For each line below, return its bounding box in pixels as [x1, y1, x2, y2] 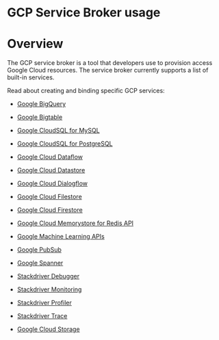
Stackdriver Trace [16, 312, 68, 320]
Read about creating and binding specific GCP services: [7, 87, 166, 95]
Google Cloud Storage [16, 325, 80, 333]
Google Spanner [16, 259, 64, 267]
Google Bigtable [16, 113, 63, 121]
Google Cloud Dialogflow [16, 179, 88, 187]
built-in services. [7, 73, 55, 81]
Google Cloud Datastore [16, 166, 86, 174]
